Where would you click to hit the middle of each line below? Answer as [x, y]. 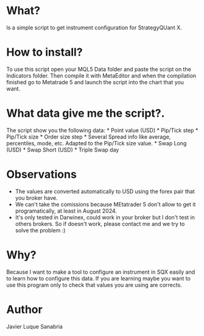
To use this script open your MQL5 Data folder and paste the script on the [99, 69]
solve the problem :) [40, 230]
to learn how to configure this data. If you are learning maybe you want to [98, 278]
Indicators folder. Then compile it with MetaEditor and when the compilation [101, 75]
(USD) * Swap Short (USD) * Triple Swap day [63, 150]
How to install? [45, 52]
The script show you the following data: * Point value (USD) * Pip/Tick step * [102, 130]
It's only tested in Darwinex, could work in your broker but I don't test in [105, 217]
